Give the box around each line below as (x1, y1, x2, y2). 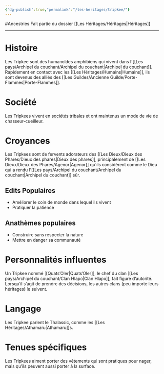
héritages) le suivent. (5, 286, 48, 292)
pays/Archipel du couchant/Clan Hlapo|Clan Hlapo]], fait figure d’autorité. (5, 275, 153, 281)
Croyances (5, 135, 50, 146)
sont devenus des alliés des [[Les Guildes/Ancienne (5, 74, 109, 80)
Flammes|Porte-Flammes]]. (5, 79, 60, 85)
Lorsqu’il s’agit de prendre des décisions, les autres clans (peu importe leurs (5, 281, 159, 287)
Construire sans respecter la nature (12, 232, 84, 238)
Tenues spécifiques (5, 342, 87, 353)
